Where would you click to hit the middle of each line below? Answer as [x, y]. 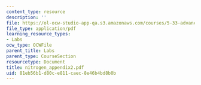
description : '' [26, 17]
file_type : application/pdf [41, 28]
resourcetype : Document [36, 62]
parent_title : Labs [31, 51]
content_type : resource [36, 12]
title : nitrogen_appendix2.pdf [45, 67]
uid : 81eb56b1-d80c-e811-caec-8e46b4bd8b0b [61, 73]
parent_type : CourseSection [41, 56]
